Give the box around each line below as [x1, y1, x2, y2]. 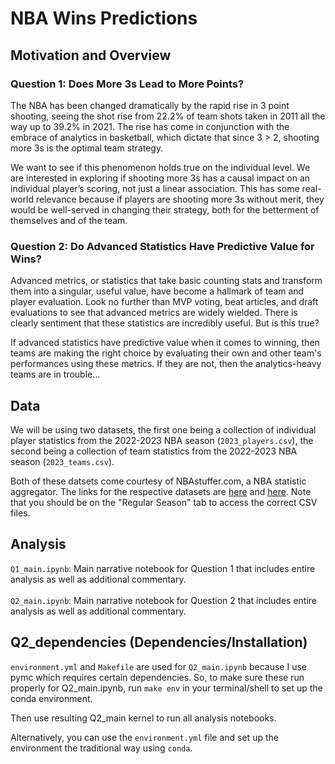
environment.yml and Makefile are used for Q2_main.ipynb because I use [10, 660, 307, 672]
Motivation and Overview [10, 47, 172, 64]
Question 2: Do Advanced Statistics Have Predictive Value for [10, 239, 315, 253]
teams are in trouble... [10, 368, 101, 381]
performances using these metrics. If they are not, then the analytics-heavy [10, 358, 322, 370]
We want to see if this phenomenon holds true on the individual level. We [10, 161, 311, 173]
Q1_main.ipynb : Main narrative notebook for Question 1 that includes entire [10, 562, 316, 574]
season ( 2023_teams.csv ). [10, 455, 115, 467]
